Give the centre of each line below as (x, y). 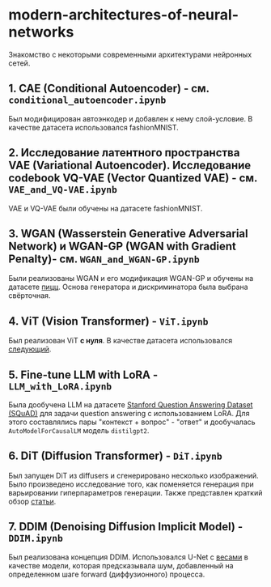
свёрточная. (30, 296)
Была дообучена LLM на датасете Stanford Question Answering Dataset (131, 405)
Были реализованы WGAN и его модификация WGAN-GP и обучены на (131, 279)
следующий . (30, 349)
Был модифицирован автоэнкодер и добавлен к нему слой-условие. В (131, 118)
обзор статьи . (32, 501)
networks (41, 32)
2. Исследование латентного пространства (124, 153)
